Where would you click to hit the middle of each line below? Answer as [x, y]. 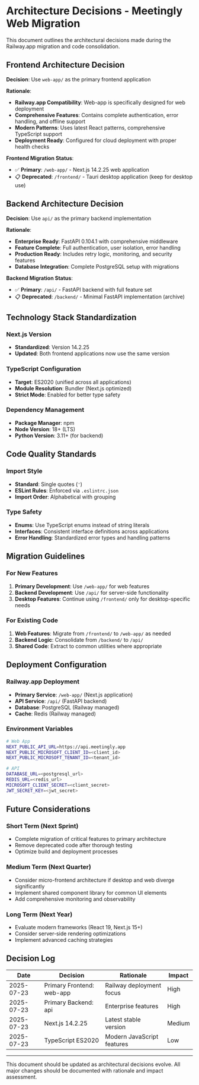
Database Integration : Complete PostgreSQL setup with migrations [97, 266]
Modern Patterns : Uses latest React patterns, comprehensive [90, 127]
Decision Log [31, 959]
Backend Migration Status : [39, 278]
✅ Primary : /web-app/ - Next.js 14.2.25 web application [82, 169]
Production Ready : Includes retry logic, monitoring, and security [94, 254]
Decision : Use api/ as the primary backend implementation [79, 218]
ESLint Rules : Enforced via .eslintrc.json [67, 490]
